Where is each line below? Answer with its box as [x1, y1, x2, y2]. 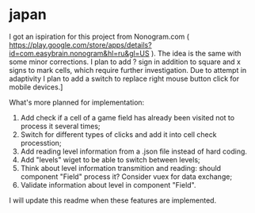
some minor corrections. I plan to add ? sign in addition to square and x [9, 57, 241, 67]
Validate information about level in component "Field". [20, 180, 196, 189]
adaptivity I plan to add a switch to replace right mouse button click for [9, 74, 240, 83]
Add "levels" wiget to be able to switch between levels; [20, 154, 200, 164]
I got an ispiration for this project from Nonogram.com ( [9, 32, 189, 41]
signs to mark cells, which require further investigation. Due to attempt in [9, 65, 247, 74]
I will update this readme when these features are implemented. [9, 196, 217, 205]
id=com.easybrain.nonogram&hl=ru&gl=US [9, 48, 150, 58]
